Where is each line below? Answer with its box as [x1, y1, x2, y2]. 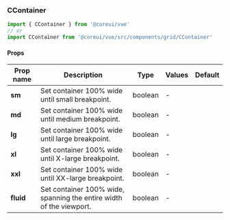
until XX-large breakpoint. [40, 173, 125, 183]
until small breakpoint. [40, 95, 112, 104]
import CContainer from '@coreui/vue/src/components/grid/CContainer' [7, 34, 213, 41]
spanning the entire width [40, 193, 123, 203]
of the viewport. [40, 201, 92, 211]
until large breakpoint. [40, 134, 111, 144]
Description [64, 71, 103, 80]
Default [194, 71, 220, 80]
